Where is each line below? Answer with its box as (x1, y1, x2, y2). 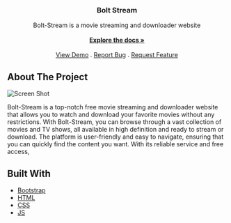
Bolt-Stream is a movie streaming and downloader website (33, 21, 201, 29)
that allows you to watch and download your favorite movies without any (7, 110, 215, 119)
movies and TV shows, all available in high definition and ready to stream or (7, 125, 224, 134)
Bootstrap (17, 186, 46, 194)
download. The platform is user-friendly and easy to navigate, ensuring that (7, 132, 224, 141)
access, (7, 148, 30, 156)
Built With (7, 167, 51, 179)
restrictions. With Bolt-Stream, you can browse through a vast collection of (7, 118, 222, 126)
